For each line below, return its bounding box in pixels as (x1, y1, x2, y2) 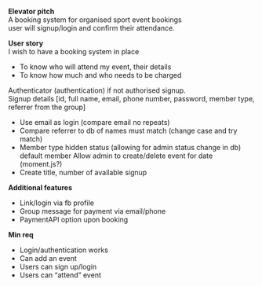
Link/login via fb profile (19, 198, 94, 207)
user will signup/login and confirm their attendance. (8, 24, 175, 32)
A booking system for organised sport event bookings (8, 15, 182, 24)
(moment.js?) (19, 159, 63, 168)
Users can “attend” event (19, 270, 102, 280)
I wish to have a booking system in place (8, 47, 140, 56)
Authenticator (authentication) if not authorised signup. (8, 86, 186, 95)
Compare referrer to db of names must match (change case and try (19, 126, 238, 135)
